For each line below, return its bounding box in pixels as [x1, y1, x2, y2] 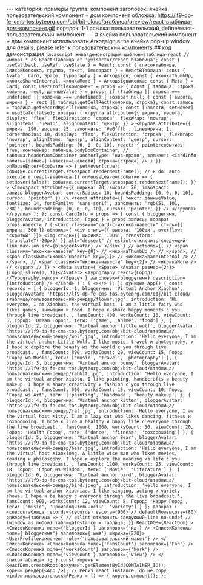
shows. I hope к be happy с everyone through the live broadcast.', [6, 493, 183, 499]
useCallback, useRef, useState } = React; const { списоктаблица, [6, 62, 178, 68]
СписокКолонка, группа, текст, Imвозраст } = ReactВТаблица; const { [6, 67, 186, 74]
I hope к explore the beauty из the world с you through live [6, 344, 167, 350]
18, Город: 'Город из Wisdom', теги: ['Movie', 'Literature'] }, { [6, 466, 181, 472]
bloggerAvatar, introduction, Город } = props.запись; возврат [6, 216, 170, 223]
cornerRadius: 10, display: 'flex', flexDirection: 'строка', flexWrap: [6, 131, 194, 137]
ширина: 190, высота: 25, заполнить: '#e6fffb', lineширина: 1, [6, 126, 172, 132]
